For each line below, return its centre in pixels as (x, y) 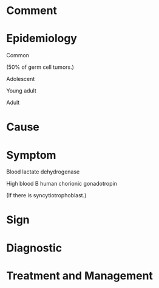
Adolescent (21, 79)
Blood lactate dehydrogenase (43, 172)
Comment (32, 11)
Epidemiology (42, 39)
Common (18, 55)
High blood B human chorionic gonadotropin (62, 184)
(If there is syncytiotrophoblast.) (46, 195)
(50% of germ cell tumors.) (40, 67)
